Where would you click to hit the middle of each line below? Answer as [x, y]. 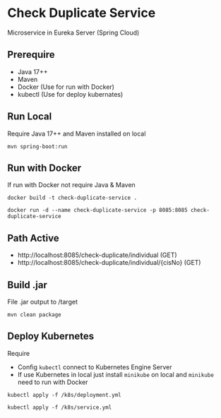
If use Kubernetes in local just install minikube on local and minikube [115, 374]
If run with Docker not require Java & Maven [71, 185]
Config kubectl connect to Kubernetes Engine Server [95, 367]
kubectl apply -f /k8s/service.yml [60, 407]
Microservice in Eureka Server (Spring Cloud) [73, 32]
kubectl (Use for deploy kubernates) [70, 94]
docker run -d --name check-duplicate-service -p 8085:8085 [98, 210]
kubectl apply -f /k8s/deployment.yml [64, 395]
